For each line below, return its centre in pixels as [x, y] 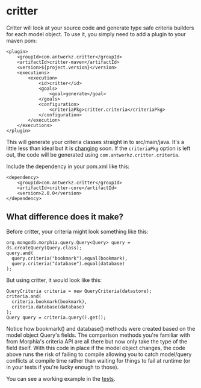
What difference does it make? [65, 217]
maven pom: [22, 40]
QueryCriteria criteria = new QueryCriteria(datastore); [79, 291]
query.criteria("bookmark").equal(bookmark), [70, 258]
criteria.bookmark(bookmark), [49, 302]
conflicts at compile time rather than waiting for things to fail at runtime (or [98, 360]
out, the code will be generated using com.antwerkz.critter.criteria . [93, 154]
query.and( [20, 253]
